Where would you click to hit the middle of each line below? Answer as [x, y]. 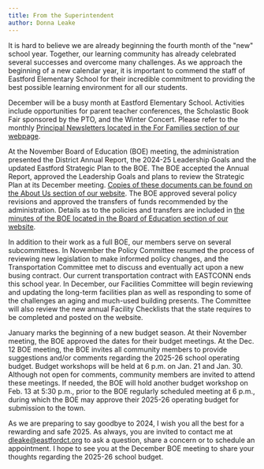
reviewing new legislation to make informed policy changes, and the [119, 259]
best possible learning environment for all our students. [98, 87]
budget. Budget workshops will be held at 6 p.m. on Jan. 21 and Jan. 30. [125, 366]
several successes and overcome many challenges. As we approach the [125, 62]
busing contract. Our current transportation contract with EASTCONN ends [130, 275]
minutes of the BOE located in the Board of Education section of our [118, 218]
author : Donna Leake [42, 23]
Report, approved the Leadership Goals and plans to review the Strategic [126, 176]
